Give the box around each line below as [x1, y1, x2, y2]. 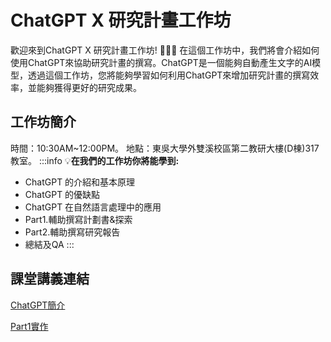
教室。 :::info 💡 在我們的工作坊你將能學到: [10, 154, 180, 166]
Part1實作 [10, 320, 49, 332]
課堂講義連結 [10, 271, 90, 288]
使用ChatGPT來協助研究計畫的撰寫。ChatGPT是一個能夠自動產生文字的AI [10, 56, 313, 68]
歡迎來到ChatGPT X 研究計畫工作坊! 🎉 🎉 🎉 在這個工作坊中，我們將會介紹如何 [10, 44, 320, 56]
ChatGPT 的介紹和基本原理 [24, 176, 136, 188]
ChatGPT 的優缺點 [24, 188, 101, 200]
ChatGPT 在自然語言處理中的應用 [24, 201, 162, 213]
